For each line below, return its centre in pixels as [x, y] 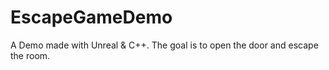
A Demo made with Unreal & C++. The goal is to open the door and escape [164, 45]
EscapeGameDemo [91, 17]
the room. [30, 55]
